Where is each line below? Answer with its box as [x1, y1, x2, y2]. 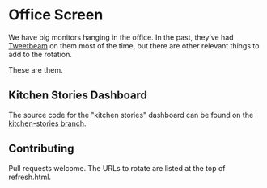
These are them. [8, 65, 63, 74]
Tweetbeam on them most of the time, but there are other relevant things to [8, 40, 260, 50]
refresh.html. [8, 172, 51, 182]
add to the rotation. [8, 49, 73, 59]
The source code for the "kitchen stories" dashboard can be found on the [8, 110, 254, 119]
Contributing [8, 142, 74, 156]
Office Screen [8, 6, 104, 24]
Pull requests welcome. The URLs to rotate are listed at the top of [8, 163, 226, 173]
